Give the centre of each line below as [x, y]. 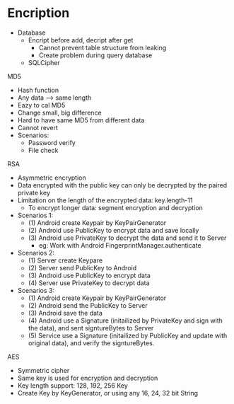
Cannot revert [38, 127]
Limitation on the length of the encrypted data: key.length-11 [105, 200]
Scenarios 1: [35, 215]
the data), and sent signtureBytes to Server [91, 328]
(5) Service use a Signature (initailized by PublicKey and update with [128, 335]
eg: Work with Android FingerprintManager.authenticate [120, 245]
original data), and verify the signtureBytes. [91, 343]
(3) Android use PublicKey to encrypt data [89, 275]
